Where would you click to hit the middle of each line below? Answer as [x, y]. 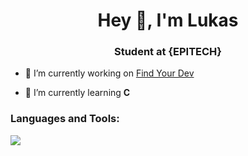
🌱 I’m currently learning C [77, 93]
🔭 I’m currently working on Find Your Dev [109, 73]
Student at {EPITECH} [167, 52]
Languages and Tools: [65, 119]
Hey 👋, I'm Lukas [168, 20]
